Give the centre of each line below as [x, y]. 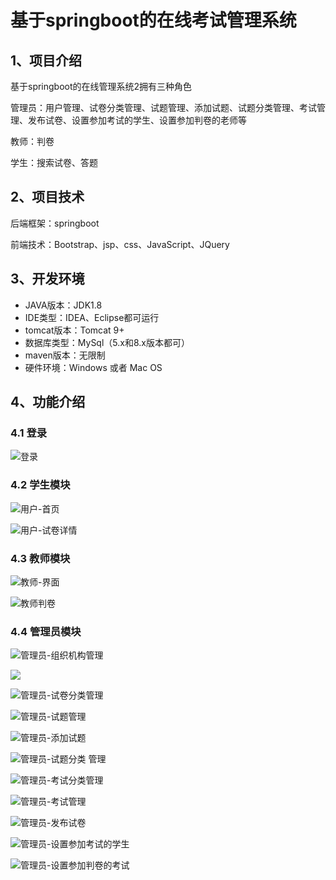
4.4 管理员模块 [46, 631]
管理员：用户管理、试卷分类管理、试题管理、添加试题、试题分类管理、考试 [163, 107]
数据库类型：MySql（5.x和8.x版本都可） [107, 342]
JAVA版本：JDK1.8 [63, 305]
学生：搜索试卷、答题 [54, 162]
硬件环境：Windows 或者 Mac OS [93, 367]
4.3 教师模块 [40, 558]
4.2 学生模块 [40, 485]
